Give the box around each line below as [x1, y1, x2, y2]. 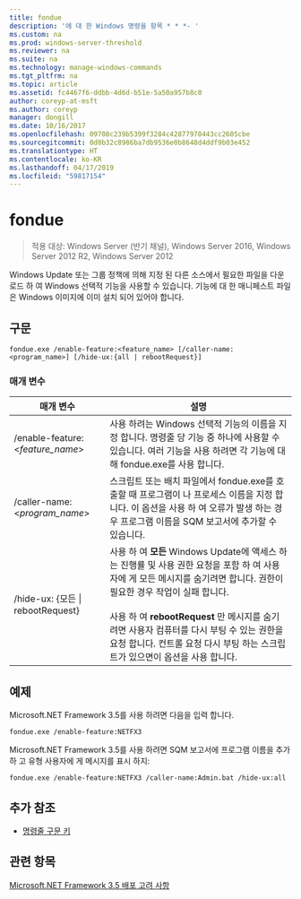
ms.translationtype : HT [9, 146, 99, 155]
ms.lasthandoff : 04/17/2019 [9, 163, 115, 172]
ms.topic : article [9, 80, 78, 89]
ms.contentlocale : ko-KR [9, 154, 102, 164]
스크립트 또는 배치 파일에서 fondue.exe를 [109, 475, 274, 488]
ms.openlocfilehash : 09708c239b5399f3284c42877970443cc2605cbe [9, 130, 251, 139]
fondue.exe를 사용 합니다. [120, 458, 225, 471]
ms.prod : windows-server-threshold [9, 38, 142, 48]
